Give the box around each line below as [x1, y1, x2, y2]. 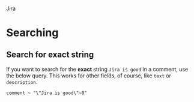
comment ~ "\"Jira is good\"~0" [6, 90, 87, 96]
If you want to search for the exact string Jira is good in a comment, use [6, 65, 189, 73]
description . [6, 78, 38, 85]
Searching [6, 26, 59, 39]
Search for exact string [6, 50, 94, 60]
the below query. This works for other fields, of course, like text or [6, 72, 172, 79]
